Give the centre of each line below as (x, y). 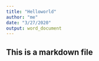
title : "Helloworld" (32, 12)
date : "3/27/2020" (29, 23)
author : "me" (22, 17)
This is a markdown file (49, 52)
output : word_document (34, 28)
